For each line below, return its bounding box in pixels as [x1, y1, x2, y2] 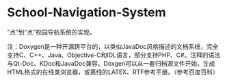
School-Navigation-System [7, 5, 166, 20]
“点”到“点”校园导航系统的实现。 [7, 28, 96, 36]
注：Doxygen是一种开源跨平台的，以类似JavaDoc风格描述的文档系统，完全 [7, 42, 219, 50]
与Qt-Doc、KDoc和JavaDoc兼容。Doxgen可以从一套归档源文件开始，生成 [7, 59, 215, 67]
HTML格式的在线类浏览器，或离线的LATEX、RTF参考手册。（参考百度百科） [7, 68, 219, 76]
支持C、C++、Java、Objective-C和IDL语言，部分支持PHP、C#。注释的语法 [7, 51, 221, 59]
